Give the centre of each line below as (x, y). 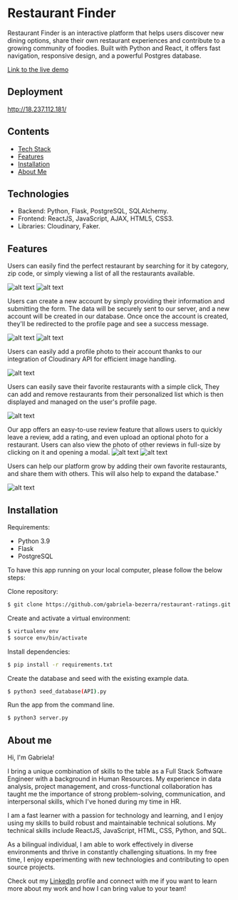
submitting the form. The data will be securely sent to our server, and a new (119, 309)
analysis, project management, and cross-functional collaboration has (110, 787)
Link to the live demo (38, 69)
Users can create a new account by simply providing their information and (116, 301)
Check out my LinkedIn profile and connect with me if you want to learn (112, 881)
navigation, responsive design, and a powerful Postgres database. (104, 56)
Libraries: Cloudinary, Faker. (59, 226)
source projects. (31, 867)
